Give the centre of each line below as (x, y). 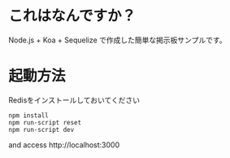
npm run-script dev (41, 129)
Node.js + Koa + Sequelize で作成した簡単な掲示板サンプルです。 (117, 40)
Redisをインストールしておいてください (74, 100)
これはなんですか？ (72, 16)
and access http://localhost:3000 (64, 145)
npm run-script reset (45, 122)
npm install (28, 115)
